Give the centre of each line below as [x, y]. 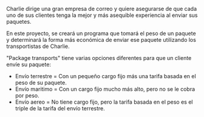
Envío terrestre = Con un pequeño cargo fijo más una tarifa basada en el [105, 76]
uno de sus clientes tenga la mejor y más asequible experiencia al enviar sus [102, 15]
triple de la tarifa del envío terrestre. [60, 108]
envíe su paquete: [29, 64]
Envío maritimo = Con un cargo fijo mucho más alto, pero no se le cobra [105, 89]
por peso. [27, 95]
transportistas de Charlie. [38, 46]
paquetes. [19, 22]
